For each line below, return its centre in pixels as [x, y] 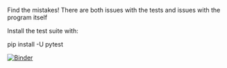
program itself [27, 17]
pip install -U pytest [35, 44]
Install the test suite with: [43, 31]
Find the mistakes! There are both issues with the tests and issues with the [114, 10]
